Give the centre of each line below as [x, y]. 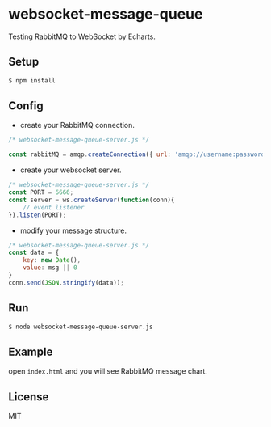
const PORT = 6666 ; [41, 192]
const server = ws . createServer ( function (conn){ [92, 200]
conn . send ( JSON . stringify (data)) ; [67, 283]
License [29, 397]
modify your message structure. [73, 230]
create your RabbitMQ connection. [77, 125]
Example [31, 351]
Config [26, 106]
